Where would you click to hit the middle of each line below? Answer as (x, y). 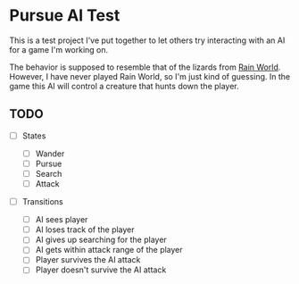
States (34, 136)
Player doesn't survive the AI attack (101, 270)
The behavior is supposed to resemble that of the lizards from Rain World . (145, 67)
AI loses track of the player (85, 230)
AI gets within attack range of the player (109, 250)
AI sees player (62, 220)
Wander (50, 154)
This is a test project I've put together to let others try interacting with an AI (147, 40)
